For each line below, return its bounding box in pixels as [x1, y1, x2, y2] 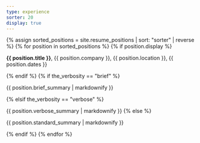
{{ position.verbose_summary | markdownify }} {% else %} [6, 108, 152, 115]
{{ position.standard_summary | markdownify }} [6, 119, 124, 126]
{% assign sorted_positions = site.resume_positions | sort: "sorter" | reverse [6, 37, 195, 44]
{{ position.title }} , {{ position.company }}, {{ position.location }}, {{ [6, 55, 174, 62]
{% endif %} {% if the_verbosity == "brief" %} [6, 73, 120, 80]
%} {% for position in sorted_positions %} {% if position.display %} [6, 43, 172, 50]
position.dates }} [6, 61, 47, 68]
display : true [6, 20, 42, 26]
